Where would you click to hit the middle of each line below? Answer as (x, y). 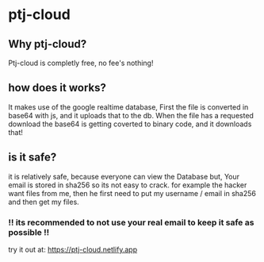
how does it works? (57, 88)
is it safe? (33, 158)
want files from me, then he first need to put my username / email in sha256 (132, 193)
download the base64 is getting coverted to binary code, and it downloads (130, 124)
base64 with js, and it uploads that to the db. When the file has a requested (131, 115)
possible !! (29, 232)
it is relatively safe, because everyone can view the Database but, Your (124, 176)
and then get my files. (44, 202)
